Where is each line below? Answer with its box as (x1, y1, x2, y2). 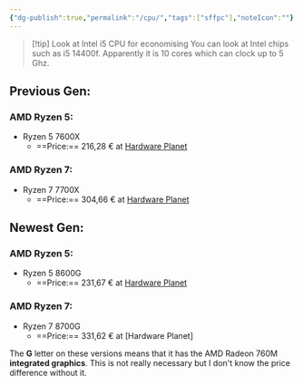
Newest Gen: (9, 220, 84, 236)
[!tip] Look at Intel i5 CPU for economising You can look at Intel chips (31, 38, 289, 49)
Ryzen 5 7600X (22, 131, 80, 142)
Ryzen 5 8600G (22, 268, 82, 279)
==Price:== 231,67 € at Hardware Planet (35, 277, 188, 288)
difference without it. (9, 367, 88, 378)
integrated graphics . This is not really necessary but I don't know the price (9, 357, 290, 368)
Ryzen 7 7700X (22, 184, 80, 195)
